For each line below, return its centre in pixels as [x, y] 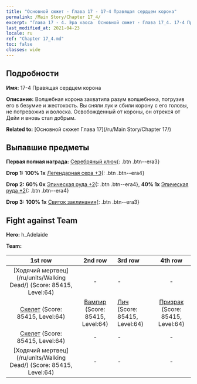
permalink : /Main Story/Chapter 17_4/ [53, 17]
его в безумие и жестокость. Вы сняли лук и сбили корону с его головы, [97, 105]
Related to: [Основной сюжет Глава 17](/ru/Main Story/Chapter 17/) [89, 129]
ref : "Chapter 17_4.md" [35, 39]
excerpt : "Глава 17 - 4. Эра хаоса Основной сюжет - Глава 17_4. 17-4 [95, 22]
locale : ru [19, 33]
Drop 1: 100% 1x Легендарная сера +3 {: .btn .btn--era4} [75, 173]
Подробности [33, 74]
